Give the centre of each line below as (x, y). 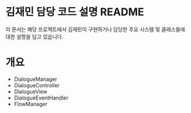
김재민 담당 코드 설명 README (75, 12)
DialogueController (37, 85)
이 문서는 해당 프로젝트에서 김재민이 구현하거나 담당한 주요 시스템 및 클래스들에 (95, 29)
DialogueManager (35, 79)
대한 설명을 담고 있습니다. (35, 36)
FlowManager (30, 104)
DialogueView (30, 91)
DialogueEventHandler (41, 98)
